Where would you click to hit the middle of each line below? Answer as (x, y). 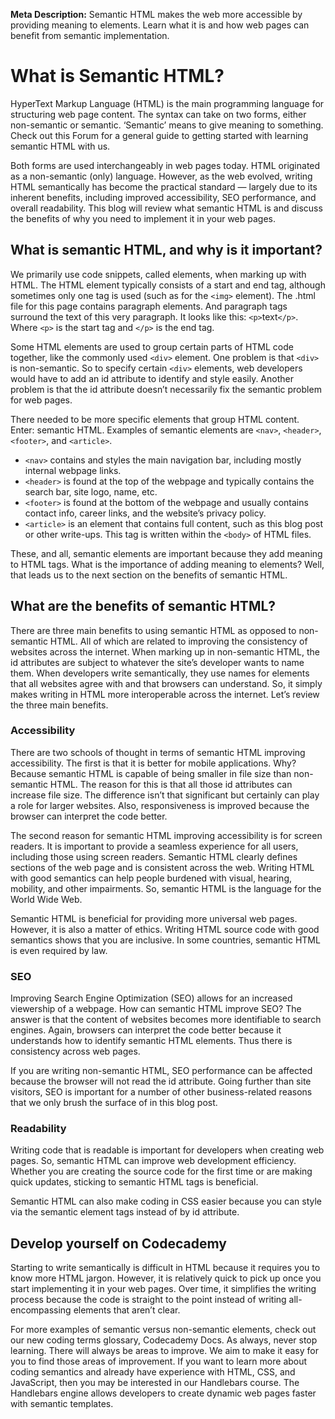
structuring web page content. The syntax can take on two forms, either (158, 114)
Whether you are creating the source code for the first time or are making (161, 1171)
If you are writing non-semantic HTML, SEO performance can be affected (161, 1071)
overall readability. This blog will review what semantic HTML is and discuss (166, 208)
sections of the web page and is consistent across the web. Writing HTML (162, 867)
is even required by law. (59, 950)
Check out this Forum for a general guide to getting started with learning (159, 135)
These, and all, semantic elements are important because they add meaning (166, 553)
